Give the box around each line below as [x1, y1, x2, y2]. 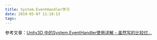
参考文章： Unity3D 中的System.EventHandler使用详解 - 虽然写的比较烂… [5, 30, 152, 36]
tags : [5, 16, 16, 21]
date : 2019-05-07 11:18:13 [5, 12, 60, 16]
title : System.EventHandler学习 [5, 7, 70, 12]
